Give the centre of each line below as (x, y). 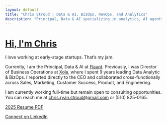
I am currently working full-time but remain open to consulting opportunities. (83, 92)
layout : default (22, 10)
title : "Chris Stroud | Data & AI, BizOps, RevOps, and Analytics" (77, 14)
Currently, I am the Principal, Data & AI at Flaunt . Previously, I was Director (81, 67)
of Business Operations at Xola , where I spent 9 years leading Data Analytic (83, 72)
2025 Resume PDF (24, 107)
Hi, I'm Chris (31, 43)
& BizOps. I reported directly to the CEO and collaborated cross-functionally (83, 77)
